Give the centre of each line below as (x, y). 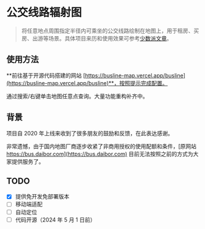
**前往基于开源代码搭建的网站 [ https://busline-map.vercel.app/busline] (96, 75)
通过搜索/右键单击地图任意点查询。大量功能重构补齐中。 (77, 96)
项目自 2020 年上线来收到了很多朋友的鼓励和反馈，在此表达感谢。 (90, 133)
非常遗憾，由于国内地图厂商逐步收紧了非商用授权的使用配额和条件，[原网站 (102, 146)
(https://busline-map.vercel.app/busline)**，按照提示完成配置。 (87, 83)
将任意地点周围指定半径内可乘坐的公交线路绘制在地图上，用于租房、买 (110, 31)
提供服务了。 (28, 161)
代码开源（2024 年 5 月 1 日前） (56, 220)
